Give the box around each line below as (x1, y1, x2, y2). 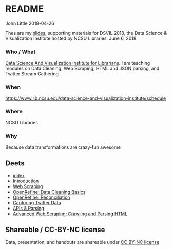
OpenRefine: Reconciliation (12, 194, 70, 200)
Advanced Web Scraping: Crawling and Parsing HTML (12, 211, 128, 217)
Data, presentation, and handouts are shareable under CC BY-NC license (5, 239, 160, 245)
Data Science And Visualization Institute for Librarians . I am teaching (5, 60, 150, 66)
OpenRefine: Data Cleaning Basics (12, 189, 86, 195)
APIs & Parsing (12, 205, 45, 211)
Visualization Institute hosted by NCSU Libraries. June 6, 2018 (5, 35, 137, 41)
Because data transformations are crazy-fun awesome (5, 144, 121, 150)
